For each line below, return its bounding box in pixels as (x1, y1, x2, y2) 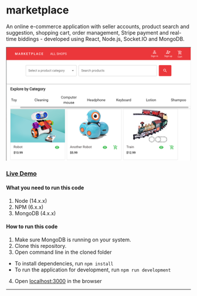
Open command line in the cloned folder (14, 249, 113, 256)
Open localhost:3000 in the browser (14, 277, 102, 284)
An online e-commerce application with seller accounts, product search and (6, 23, 189, 30)
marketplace (6, 4, 69, 17)
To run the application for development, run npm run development (14, 266, 171, 273)
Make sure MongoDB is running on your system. (14, 236, 131, 243)
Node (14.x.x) (14, 197, 47, 204)
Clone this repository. (14, 242, 67, 249)
